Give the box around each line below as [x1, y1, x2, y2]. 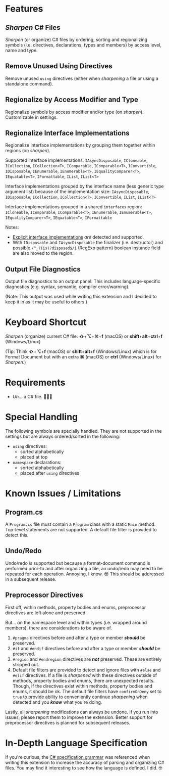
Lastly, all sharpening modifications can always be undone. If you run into [5, 709, 158, 715]
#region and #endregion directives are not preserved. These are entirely [12, 656, 162, 662]
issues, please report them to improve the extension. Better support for [5, 714, 153, 720]
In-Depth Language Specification [5, 737, 148, 749]
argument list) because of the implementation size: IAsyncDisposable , [5, 189, 150, 195]
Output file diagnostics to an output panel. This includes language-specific [5, 279, 160, 285]
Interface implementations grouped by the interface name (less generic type [5, 183, 164, 190]
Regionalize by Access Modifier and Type [5, 96, 139, 104]
